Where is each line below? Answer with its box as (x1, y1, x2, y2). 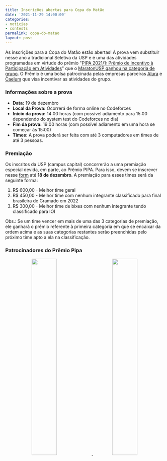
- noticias (5, 21, 28, 27)
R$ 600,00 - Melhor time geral (12, 187, 76, 193)
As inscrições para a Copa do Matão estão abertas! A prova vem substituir (5, 49, 159, 55)
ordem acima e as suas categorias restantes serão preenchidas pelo (5, 229, 147, 235)
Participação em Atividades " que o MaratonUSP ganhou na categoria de (5, 65, 155, 71)
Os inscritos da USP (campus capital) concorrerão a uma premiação (5, 162, 147, 168)
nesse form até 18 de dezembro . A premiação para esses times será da (5, 172, 153, 178)
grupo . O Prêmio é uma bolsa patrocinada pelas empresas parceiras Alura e (5, 70, 162, 76)
